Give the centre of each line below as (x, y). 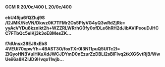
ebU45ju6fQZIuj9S (25, 18)
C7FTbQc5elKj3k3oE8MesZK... (38, 33)
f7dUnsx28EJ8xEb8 (26, 44)
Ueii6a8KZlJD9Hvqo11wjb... (35, 59)
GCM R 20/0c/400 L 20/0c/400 (38, 7)
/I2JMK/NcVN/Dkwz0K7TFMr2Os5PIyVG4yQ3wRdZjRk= (65, 23)
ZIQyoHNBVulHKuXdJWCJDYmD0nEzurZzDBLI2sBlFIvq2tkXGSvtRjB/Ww (83, 54)
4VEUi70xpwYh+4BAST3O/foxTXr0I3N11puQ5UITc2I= (63, 49)
